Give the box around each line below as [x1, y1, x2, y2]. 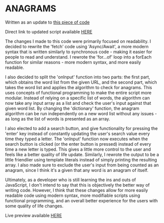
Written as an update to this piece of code [5, 19, 90, 25]
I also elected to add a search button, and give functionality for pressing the [5, 125, 158, 131]
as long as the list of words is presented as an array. [5, 116, 110, 122]
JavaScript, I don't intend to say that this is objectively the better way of [5, 182, 150, 188]
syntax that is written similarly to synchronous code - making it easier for [5, 49, 153, 55]
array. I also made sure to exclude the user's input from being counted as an [5, 162, 159, 168]
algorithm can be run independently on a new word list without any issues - [5, 110, 157, 116]
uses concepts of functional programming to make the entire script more [5, 90, 152, 96]
